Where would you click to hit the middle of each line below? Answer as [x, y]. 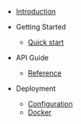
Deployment [36, 88]
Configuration [50, 104]
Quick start [46, 42]
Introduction [36, 12]
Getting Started [40, 27]
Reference [44, 73]
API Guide [32, 58]
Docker [39, 112]
